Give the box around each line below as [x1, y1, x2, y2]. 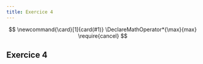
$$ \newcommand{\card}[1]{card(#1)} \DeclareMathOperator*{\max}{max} [9, 26, 197, 33]
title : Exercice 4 [6, 9, 53, 15]
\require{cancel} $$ [78, 32, 128, 40]
